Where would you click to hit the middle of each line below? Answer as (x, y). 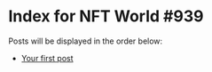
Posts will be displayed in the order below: (86, 41)
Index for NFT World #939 (106, 16)
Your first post (47, 58)
